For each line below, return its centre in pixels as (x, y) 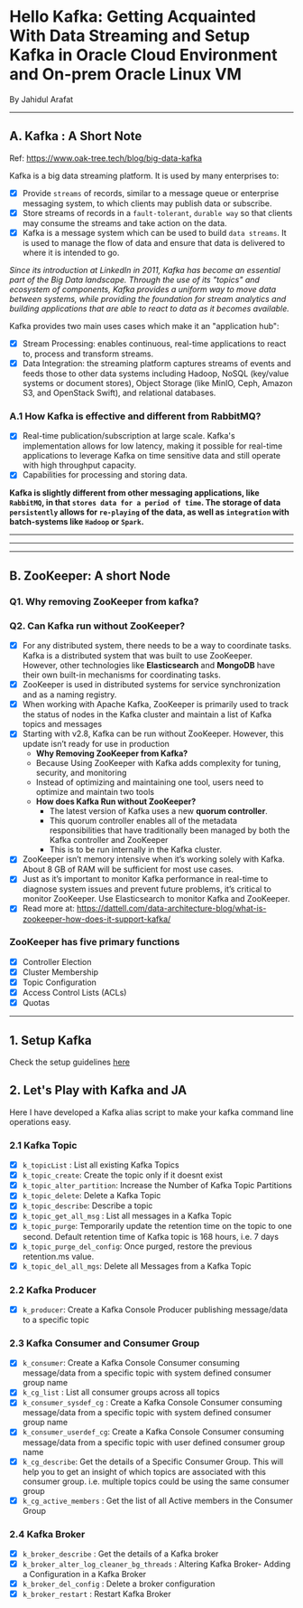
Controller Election (57, 961)
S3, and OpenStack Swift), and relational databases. (119, 393)
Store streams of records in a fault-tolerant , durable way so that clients (157, 213)
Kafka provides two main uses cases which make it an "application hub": (144, 326)
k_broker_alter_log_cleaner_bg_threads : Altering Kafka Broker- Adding (156, 1564)
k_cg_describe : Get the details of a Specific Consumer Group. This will (153, 1461)
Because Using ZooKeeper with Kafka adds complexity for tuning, (158, 763)
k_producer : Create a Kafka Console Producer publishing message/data (155, 1310)
